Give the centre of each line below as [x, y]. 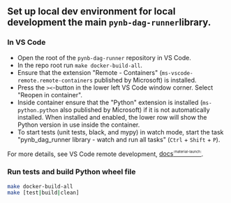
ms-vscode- [177, 73]
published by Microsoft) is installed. [145, 80]
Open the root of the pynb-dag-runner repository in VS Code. [104, 57]
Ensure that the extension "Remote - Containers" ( [90, 72]
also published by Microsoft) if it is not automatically [135, 110]
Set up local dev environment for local [91, 12]
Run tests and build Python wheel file [72, 172]
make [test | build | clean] [43, 193]
